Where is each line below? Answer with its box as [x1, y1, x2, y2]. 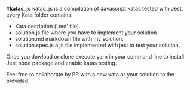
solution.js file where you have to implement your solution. [14, 29, 158, 36]
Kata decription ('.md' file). [14, 23, 81, 30]
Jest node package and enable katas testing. [6, 59, 117, 66]
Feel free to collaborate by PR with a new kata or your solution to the [6, 71, 175, 78]
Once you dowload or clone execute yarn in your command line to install [6, 53, 184, 60]
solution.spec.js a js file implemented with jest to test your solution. [14, 41, 180, 49]
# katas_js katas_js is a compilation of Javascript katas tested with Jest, [6, 5, 183, 12]
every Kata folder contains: [6, 11, 73, 18]
